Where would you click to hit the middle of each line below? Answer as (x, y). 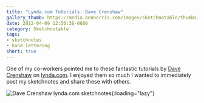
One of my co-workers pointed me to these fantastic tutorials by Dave (93, 68)
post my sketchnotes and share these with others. (69, 81)
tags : (13, 35)
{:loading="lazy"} (133, 93)
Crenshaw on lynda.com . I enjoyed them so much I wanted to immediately (99, 75)
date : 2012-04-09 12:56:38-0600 (47, 23)
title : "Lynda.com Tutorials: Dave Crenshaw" (65, 12)
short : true (21, 51)
